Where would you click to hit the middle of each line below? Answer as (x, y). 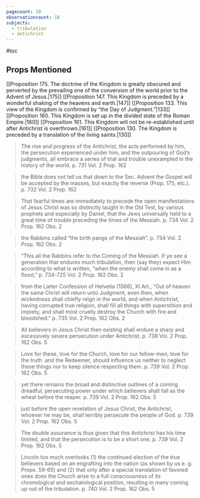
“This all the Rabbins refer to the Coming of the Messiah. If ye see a (104, 256)
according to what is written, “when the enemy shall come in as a (101, 268)
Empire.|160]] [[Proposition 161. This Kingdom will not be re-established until (100, 122)
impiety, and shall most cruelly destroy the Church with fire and (99, 311)
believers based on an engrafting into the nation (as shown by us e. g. (107, 463)
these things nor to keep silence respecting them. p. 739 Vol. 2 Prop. (105, 366)
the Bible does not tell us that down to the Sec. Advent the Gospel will (107, 177)
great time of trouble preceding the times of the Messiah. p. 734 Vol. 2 (107, 220)
